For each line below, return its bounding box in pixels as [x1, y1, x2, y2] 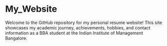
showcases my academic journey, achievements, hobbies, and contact [5, 24, 151, 30]
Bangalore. [5, 35, 27, 41]
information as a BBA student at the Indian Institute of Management [5, 30, 144, 36]
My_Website [5, 3, 57, 15]
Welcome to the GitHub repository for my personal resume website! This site [5, 20, 163, 25]
